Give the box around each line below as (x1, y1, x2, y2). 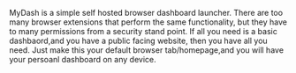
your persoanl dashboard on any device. (9, 55, 156, 64)
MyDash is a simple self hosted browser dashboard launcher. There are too (9, 8, 284, 18)
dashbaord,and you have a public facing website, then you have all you (9, 35, 268, 46)
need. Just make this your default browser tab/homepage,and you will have (9, 45, 285, 55)
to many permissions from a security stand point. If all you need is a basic (9, 26, 278, 36)
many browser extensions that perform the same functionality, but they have (9, 17, 287, 27)
